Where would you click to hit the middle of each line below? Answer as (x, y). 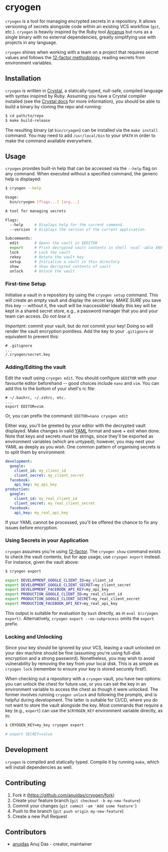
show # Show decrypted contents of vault (60, 266)
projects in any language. (31, 42)
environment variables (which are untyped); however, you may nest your (80, 442)
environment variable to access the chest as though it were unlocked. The (82, 689)
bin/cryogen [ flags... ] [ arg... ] (45, 202)
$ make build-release (28, 120)
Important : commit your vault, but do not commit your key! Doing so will (79, 326)
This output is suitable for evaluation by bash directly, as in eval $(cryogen (82, 613)
